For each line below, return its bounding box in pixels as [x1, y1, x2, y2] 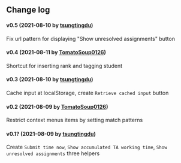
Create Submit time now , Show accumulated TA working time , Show [6, 144, 168, 151]
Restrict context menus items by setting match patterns [6, 117, 143, 124]
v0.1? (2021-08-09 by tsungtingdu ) [6, 130, 96, 137]
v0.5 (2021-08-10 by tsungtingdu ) [6, 21, 93, 29]
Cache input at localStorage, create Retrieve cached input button [6, 90, 169, 96]
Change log [6, 5, 50, 15]
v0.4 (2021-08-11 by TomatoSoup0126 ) [6, 49, 106, 56]
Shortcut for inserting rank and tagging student [6, 62, 123, 69]
